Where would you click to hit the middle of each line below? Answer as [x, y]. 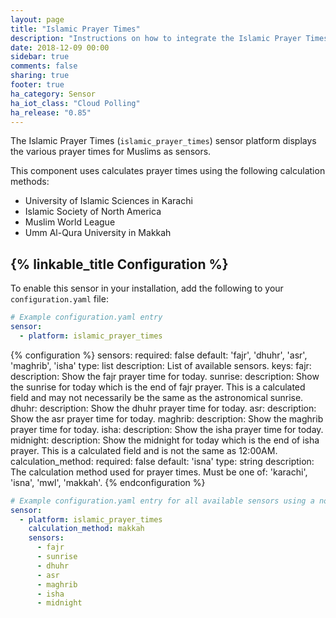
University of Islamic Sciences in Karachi [108, 201]
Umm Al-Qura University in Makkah [98, 233]
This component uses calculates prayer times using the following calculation [168, 171]
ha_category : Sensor [53, 94]
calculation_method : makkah [86, 529]
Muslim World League [70, 222]
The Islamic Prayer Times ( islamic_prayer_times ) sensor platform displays [163, 141]
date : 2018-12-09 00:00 [60, 47]
